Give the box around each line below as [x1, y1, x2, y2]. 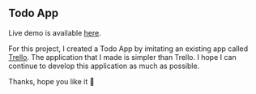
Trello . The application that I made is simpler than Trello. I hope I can [8, 52, 237, 62]
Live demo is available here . [8, 28, 101, 37]
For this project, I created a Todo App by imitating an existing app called [8, 44, 249, 53]
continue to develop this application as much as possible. [8, 61, 200, 70]
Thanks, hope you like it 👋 [8, 76, 95, 86]
